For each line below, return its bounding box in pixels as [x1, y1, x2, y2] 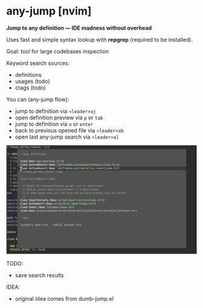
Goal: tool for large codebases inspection [6, 47, 109, 55]
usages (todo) [14, 77, 50, 85]
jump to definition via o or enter [14, 120, 94, 128]
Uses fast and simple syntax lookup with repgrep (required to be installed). [6, 36, 193, 43]
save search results [14, 272, 64, 279]
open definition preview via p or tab [14, 114, 103, 121]
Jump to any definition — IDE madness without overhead [6, 24, 152, 31]
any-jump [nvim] [6, 4, 92, 18]
